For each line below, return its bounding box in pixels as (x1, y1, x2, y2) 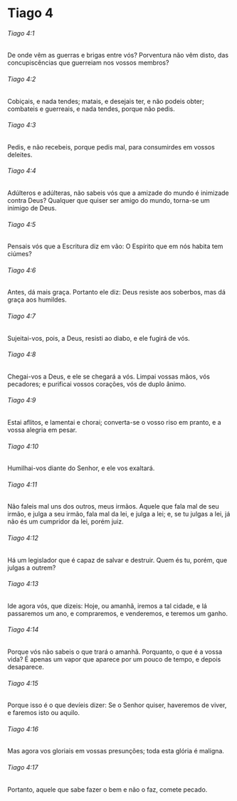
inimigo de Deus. (7, 204, 57, 212)
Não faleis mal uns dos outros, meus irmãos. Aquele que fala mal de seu (7, 502, 219, 511)
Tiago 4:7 (7, 312, 36, 320)
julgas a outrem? (7, 563, 56, 572)
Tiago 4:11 (7, 480, 38, 489)
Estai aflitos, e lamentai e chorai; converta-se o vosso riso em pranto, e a (7, 418, 222, 427)
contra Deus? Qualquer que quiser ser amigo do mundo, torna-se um (7, 196, 210, 204)
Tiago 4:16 (7, 724, 39, 733)
